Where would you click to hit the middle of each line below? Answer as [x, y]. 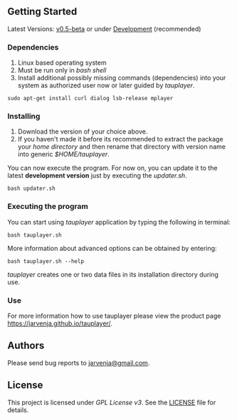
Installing [24, 117]
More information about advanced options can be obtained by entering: [112, 248]
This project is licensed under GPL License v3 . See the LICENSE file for [112, 402]
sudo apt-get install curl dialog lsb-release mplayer [90, 99]
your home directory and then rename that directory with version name [122, 147]
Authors [26, 346]
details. [18, 410]
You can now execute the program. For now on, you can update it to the [112, 168]
